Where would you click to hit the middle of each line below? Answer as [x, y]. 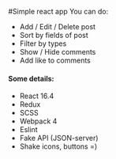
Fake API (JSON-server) [59, 138]
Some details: [31, 78]
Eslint [28, 130]
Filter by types [43, 44]
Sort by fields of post [54, 35]
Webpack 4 [38, 121]
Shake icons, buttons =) [58, 146]
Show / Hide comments [58, 52]
